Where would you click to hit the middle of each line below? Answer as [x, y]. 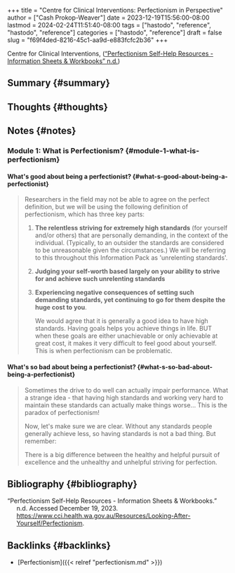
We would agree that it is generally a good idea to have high [121, 321]
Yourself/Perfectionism [49, 523]
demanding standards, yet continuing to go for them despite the [130, 300]
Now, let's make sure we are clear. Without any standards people [118, 426]
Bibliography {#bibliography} [73, 484]
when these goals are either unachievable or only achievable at [126, 336]
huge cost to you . [61, 308]
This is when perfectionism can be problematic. [104, 351]
